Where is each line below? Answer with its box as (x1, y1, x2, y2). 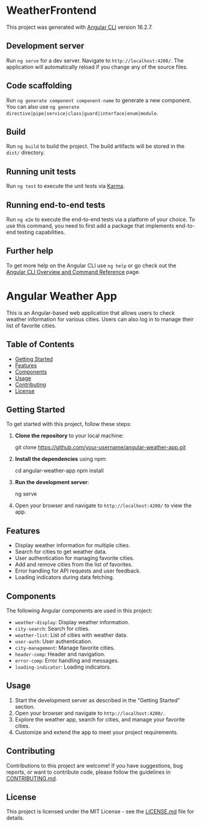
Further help (6, 246, 54, 256)
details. (6, 815, 25, 822)
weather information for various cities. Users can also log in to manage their (6, 315, 194, 323)
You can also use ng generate (6, 103, 80, 110)
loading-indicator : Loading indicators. (14, 663, 112, 670)
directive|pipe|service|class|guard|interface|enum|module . (6, 109, 158, 117)
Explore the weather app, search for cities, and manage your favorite (14, 715, 185, 723)
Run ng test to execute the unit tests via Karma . (6, 183, 125, 190)
